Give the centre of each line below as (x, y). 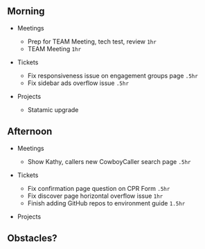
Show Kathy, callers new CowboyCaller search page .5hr (109, 161)
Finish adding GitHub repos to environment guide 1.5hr (106, 203)
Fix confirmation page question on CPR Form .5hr (99, 188)
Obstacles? (32, 238)
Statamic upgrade (53, 109)
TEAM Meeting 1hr (54, 48)
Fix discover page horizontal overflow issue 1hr (95, 196)
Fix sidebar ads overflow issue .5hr (78, 83)
